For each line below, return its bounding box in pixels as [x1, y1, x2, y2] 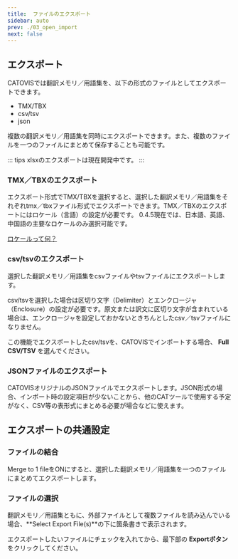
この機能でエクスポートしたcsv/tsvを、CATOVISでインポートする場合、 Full [7, 338, 229, 346]
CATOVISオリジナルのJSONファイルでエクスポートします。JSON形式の [7, 383, 217, 392]
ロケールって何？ [7, 234, 58, 243]
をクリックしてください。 [7, 543, 82, 552]
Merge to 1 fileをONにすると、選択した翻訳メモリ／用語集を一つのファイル [7, 464, 226, 474]
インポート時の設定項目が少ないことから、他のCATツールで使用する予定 [19, 392, 232, 401]
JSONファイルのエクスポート [7, 366, 108, 376]
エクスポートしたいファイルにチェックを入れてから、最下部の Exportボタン [7, 535, 229, 543]
